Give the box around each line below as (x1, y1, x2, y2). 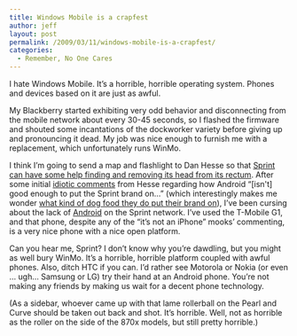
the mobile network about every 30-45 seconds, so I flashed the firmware (9, 114, 279, 125)
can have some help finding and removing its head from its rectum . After (9, 169, 274, 180)
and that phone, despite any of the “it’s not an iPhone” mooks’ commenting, (9, 216, 285, 227)
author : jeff (9, 21, 58, 30)
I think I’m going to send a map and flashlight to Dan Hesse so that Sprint (9, 160, 276, 170)
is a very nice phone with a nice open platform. (9, 226, 181, 236)
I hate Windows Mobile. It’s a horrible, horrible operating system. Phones (9, 79, 275, 89)
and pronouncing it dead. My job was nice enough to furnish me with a (9, 134, 268, 144)
